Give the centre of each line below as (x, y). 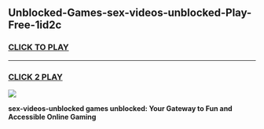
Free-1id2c (35, 25)
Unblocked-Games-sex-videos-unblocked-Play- (130, 13)
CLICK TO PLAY (38, 48)
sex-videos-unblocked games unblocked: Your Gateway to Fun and (121, 108)
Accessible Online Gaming (52, 116)
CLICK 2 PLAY (35, 77)
